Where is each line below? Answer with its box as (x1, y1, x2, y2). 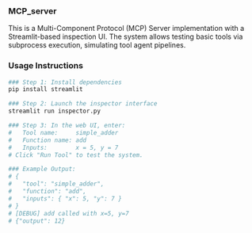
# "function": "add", (8, 188, 87, 196)
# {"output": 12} (8, 216, 66, 225)
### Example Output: (8, 165, 77, 174)
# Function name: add (8, 136, 87, 144)
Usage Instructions (8, 60, 83, 71)
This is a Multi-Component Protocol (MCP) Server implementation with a (8, 24, 245, 33)
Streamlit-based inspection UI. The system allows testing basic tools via (8, 32, 243, 41)
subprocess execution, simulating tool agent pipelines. (8, 40, 186, 50)
